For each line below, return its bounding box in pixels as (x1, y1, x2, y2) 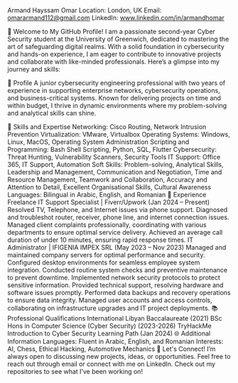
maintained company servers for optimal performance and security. (7, 251, 205, 259)
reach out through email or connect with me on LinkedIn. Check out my (7, 360, 215, 368)
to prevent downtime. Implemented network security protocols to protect (7, 273, 220, 282)
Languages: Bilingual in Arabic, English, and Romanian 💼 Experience (7, 191, 207, 199)
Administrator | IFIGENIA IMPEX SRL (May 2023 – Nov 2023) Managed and (7, 243, 227, 251)
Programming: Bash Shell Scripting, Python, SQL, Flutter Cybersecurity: (7, 145, 217, 153)
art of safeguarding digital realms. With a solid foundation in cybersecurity (7, 43, 225, 50)
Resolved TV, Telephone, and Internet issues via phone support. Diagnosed (7, 206, 228, 213)
